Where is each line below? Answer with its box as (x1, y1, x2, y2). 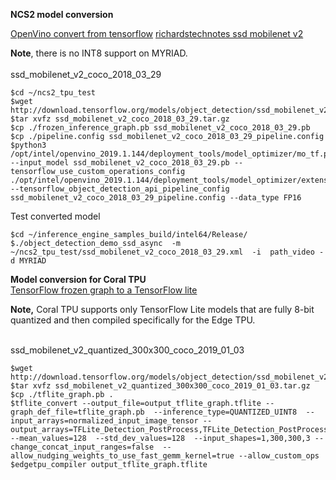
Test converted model (10, 210, 101, 222)
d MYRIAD (10, 256, 47, 266)
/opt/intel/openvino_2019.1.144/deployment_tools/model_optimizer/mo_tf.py (10, 149, 333, 159)
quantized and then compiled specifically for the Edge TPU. (10, 314, 256, 326)
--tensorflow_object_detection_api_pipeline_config (10, 184, 230, 194)
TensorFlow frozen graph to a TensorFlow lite (10, 284, 198, 296)
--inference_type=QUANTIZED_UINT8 (153, 407, 298, 417)
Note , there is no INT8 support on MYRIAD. (10, 47, 188, 59)
